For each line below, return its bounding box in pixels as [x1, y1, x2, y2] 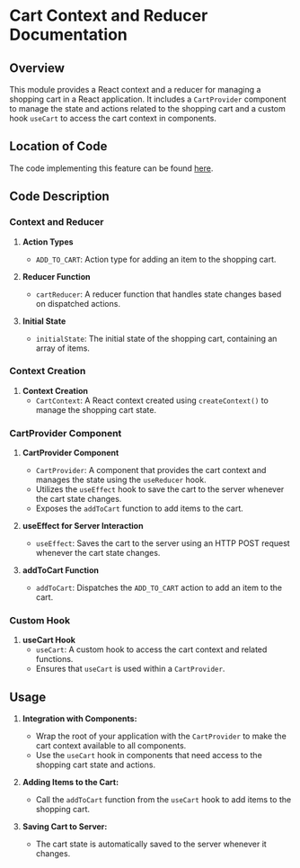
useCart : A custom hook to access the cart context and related [35, 644, 268, 655]
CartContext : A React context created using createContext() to [35, 395, 269, 406]
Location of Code [9, 139, 108, 154]
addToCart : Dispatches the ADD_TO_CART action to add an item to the [35, 582, 283, 594]
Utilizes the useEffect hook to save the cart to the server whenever [35, 484, 285, 495]
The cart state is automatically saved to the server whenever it [35, 838, 267, 850]
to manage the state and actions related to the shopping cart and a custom [9, 103, 286, 113]
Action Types [22, 236, 74, 247]
